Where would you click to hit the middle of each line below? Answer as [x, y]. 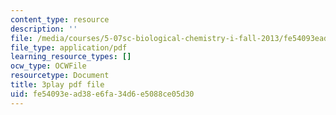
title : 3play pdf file [57, 85]
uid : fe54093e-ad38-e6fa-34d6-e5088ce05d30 [102, 94]
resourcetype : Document [60, 76]
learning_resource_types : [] [71, 57]
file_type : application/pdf [69, 47]
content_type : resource [60, 19]
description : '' [44, 29]
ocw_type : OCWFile [48, 66]
